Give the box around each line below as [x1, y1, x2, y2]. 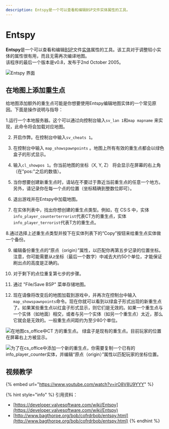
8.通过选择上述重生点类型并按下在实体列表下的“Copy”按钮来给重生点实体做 [6, 230, 161, 236]
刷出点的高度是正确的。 [13, 260, 62, 266]
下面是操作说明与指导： [14, 106, 63, 113]
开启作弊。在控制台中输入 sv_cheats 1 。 [13, 134, 96, 140]
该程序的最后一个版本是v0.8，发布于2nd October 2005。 [6, 59, 124, 65]
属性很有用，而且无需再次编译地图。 [14, 52, 90, 59]
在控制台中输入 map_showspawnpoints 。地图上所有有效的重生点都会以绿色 [13, 145, 164, 151]
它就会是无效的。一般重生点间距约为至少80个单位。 [13, 317, 120, 324]
